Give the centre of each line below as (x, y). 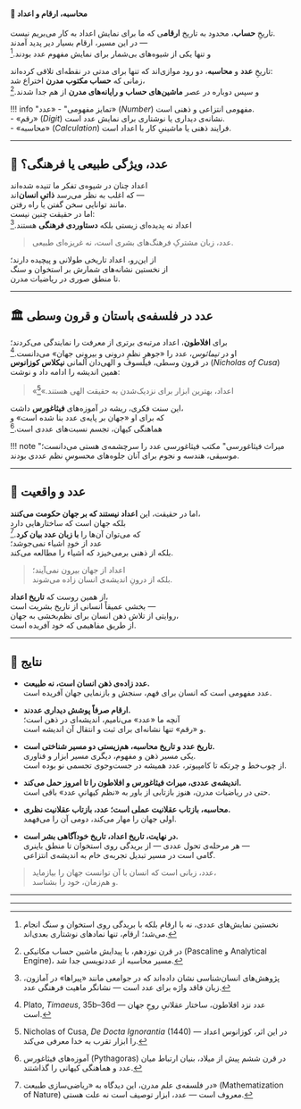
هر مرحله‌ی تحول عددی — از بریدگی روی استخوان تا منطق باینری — (136, 846)
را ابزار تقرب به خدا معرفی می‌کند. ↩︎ (85, 1041)
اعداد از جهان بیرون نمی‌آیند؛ (79, 570)
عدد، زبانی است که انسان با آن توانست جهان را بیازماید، (124, 872)
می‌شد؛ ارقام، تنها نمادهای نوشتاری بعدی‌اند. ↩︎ (100, 934)
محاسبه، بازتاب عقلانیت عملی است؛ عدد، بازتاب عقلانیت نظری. (127, 810)
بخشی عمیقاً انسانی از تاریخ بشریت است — (83, 606)
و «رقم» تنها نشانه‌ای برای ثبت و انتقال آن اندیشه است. (114, 730)
